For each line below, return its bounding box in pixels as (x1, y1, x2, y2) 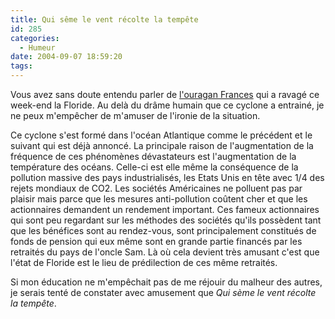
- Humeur (19, 42, 56, 53)
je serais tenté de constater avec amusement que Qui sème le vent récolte (10, 287, 317, 298)
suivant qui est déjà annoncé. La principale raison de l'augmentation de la (10, 140, 314, 151)
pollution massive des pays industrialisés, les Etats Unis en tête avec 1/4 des (10, 172, 325, 183)
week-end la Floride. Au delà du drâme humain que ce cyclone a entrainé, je (10, 99, 325, 111)
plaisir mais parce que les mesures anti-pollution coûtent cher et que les (10, 193, 308, 205)
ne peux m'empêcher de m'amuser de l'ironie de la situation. (10, 110, 261, 121)
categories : (10, 33, 60, 43)
